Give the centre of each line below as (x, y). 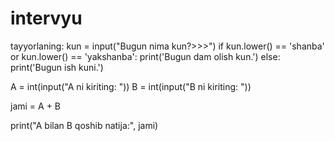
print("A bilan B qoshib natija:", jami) (84, 125)
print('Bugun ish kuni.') (57, 67)
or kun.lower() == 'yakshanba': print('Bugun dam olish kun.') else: (145, 56)
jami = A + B (36, 106)
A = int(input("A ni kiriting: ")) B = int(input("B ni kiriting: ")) (131, 86)
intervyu (46, 18)
